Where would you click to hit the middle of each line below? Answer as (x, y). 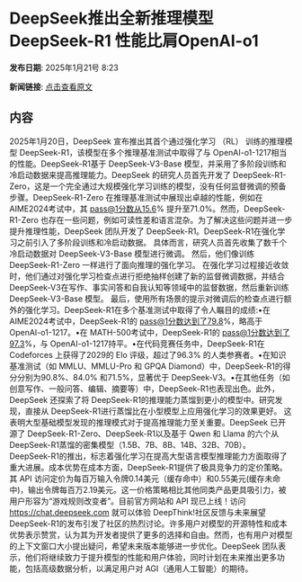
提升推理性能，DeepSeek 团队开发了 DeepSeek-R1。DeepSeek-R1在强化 (143, 231)
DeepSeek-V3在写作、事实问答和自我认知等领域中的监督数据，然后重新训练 (149, 287)
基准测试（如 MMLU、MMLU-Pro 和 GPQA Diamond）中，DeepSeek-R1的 (146, 366)
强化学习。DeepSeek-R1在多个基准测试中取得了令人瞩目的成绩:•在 (148, 309)
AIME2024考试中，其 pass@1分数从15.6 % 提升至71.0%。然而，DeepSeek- (147, 209)
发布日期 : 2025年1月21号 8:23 (64, 67)
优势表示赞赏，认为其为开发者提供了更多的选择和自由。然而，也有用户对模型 (151, 534)
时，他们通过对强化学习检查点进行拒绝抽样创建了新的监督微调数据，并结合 (147, 276)
